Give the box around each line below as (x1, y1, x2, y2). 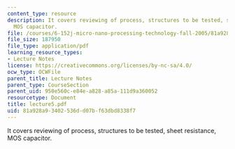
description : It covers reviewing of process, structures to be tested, (7, 17, 224, 24)
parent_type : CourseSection (7, 81, 90, 88)
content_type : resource (7, 10, 77, 17)
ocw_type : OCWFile (7, 68, 61, 75)
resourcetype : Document (7, 95, 77, 102)
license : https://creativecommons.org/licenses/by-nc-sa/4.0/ (7, 62, 192, 69)
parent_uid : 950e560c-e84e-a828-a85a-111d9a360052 (7, 88, 158, 95)
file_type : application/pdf (7, 42, 90, 49)
